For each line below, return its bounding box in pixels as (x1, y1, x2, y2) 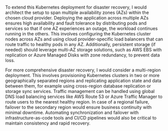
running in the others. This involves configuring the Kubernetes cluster (5, 31, 151, 36)
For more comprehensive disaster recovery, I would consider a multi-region (5, 67, 161, 73)
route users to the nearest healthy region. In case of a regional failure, (5, 99, 149, 104)
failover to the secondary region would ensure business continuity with (5, 104, 152, 110)
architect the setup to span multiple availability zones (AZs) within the (5, 9, 149, 15)
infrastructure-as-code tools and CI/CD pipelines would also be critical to (5, 115, 157, 120)
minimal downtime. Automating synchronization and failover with (5, 109, 139, 115)
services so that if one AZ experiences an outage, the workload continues (5, 25, 158, 31)
